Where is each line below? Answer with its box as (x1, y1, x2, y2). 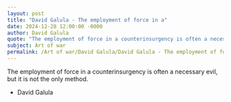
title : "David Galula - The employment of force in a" (7, 17, 168, 23)
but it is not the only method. (7, 74, 89, 83)
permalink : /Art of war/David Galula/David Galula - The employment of (7, 49, 217, 56)
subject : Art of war (7, 42, 67, 49)
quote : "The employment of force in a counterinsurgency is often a (7, 36, 208, 43)
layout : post (7, 10, 45, 17)
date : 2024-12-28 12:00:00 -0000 (7, 23, 103, 30)
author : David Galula (7, 29, 69, 37)
